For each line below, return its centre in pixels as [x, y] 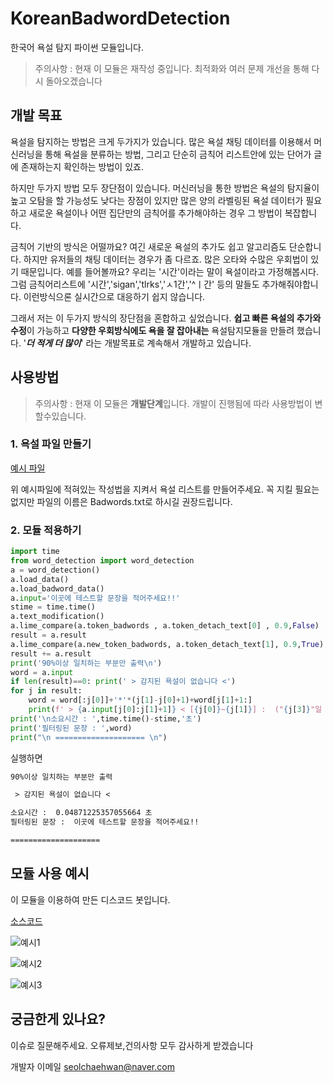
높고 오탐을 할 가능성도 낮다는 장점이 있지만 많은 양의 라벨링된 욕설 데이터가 [157, 200]
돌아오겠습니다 [74, 81]
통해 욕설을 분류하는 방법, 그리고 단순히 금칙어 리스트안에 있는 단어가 [178, 154]
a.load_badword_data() [57, 588]
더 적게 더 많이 [54, 343]
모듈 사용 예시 [50, 873]
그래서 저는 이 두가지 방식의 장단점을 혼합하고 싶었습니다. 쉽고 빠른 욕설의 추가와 [166, 318]
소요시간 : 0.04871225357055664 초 [81, 813]
